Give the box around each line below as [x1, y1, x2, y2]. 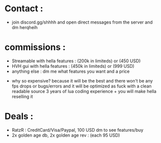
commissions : [4, 42, 66, 53]
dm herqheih [11, 24, 38, 30]
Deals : [4, 111, 33, 122]
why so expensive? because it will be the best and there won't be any [11, 78, 153, 84]
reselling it [11, 93, 33, 99]
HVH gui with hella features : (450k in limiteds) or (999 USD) [11, 63, 135, 69]
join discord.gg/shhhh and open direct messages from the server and [11, 19, 153, 25]
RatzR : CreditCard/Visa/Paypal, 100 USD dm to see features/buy [11, 127, 144, 133]
